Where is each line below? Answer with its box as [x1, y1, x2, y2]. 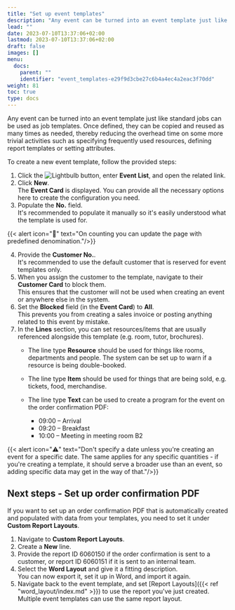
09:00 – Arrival [38, 416, 82, 425]
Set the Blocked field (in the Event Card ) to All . [17, 303, 154, 311]
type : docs [7, 95, 39, 102]
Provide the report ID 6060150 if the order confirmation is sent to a [17, 550, 210, 558]
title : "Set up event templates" [7, 10, 105, 18]
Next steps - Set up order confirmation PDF [7, 488, 200, 500]
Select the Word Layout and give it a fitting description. [17, 564, 178, 573]
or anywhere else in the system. [17, 295, 110, 304]
